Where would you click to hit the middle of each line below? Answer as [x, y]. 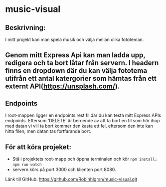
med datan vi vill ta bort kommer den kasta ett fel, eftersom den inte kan [79, 126]
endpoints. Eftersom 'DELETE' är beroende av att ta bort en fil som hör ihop [83, 121]
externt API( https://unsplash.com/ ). [63, 87]
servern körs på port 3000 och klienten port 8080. [64, 170]
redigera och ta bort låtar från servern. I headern [82, 63]
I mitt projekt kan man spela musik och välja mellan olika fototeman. [75, 39]
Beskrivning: [25, 28]
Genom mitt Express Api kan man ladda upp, [75, 55]
